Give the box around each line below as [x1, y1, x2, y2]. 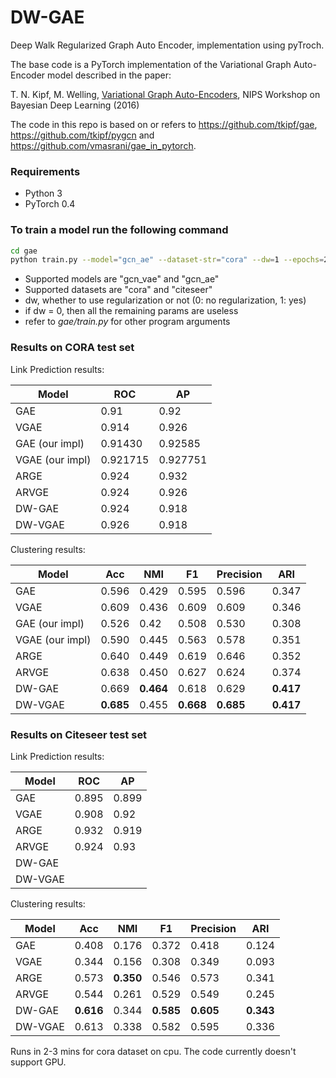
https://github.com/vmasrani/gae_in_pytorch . [10, 139, 197, 151]
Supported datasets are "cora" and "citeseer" [24, 284, 213, 296]
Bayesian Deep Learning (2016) [10, 99, 140, 111]
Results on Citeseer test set [10, 727, 148, 741]
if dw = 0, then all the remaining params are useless [24, 305, 239, 317]
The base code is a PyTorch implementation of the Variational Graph [10, 58, 292, 70]
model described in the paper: [47, 69, 172, 81]
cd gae [10, 246, 38, 256]
